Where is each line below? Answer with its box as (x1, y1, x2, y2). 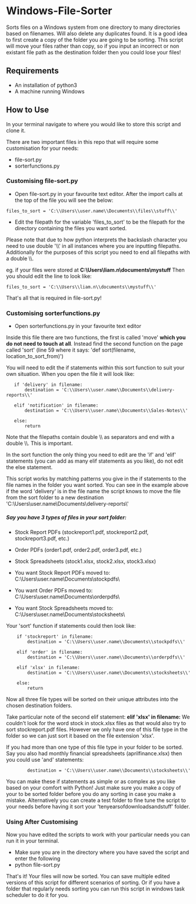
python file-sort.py (14, 862, 61, 869)
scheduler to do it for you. (6, 892, 69, 899)
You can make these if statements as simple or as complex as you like (6, 778, 175, 785)
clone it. (6, 127, 26, 134)
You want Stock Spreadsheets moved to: (14, 605, 114, 612)
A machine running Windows (14, 87, 85, 95)
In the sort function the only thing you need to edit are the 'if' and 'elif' (6, 451, 177, 458)
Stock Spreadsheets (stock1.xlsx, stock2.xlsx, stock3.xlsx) (14, 558, 157, 565)
